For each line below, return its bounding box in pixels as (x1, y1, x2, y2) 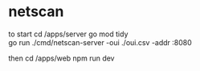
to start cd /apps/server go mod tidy (8, 29, 129, 39)
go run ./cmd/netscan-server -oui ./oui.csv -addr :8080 (8, 37, 193, 47)
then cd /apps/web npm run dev (8, 53, 115, 63)
